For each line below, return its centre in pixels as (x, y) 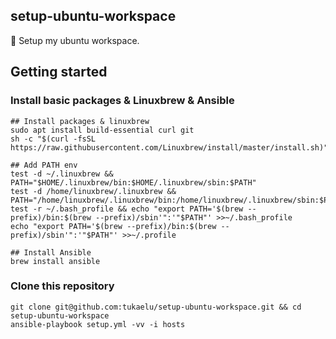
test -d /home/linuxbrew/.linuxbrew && (93, 191)
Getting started (59, 72)
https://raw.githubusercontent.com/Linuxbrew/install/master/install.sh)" (169, 147)
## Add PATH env (44, 165)
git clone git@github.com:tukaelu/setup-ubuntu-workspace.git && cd (156, 307)
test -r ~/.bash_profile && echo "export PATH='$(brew (127, 209)
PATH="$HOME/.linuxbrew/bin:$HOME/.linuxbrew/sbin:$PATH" (133, 182)
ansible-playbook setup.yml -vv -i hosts (98, 324)
